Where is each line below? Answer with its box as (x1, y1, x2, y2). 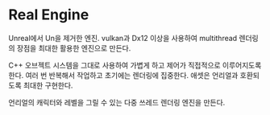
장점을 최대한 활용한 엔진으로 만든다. (16, 43, 131, 53)
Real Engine (8, 6, 89, 24)
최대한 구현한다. (23, 80, 73, 90)
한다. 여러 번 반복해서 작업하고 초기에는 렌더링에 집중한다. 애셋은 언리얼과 (8, 70, 239, 80)
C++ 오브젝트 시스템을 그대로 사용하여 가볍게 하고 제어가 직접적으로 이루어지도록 (8, 60, 262, 70)
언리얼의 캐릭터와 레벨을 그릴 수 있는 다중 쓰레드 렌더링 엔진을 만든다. (8, 97, 226, 107)
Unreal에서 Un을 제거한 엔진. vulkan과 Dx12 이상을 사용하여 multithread (8, 33, 238, 43)
